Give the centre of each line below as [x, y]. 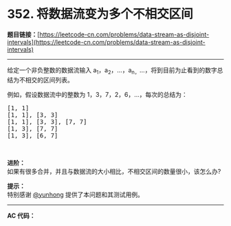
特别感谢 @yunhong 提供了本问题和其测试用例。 [76, 194]
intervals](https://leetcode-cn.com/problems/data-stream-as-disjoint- [106, 42]
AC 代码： [21, 215]
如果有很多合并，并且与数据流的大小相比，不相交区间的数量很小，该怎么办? [114, 171]
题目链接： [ [23, 34]
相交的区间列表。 [49, 80]
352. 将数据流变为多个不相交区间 [100, 14]
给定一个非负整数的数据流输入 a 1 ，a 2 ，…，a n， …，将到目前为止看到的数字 [112, 71]
